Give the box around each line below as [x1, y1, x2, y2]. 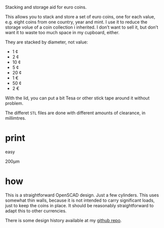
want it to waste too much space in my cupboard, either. [5, 30, 120, 35]
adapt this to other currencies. [5, 208, 67, 214]
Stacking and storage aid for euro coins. [5, 4, 87, 10]
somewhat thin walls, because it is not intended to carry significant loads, [5, 197, 155, 203]
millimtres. [5, 115, 26, 121]
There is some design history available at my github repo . [5, 217, 122, 223]
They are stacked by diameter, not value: [5, 39, 88, 45]
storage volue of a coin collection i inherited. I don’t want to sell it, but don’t [5, 24, 159, 30]
